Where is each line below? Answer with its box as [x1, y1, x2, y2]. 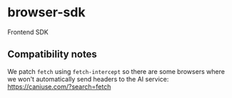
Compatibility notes [7, 48, 98, 60]
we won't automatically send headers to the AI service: [7, 75, 169, 83]
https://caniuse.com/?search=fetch [7, 82, 111, 91]
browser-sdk [7, 4, 86, 21]
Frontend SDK [7, 28, 49, 36]
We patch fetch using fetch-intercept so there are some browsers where [7, 67, 225, 75]
